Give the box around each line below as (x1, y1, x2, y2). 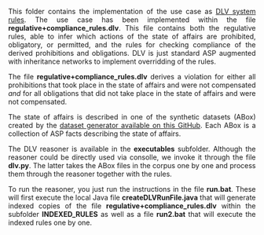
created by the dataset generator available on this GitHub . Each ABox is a (8, 121, 257, 130)
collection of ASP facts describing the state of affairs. (8, 129, 181, 138)
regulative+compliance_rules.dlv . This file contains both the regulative (8, 24, 256, 32)
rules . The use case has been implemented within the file (8, 15, 256, 24)
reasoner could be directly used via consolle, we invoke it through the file (8, 152, 256, 162)
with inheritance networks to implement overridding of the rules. (8, 57, 217, 66)
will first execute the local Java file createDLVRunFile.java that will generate (8, 193, 256, 202)
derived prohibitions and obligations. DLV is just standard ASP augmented (8, 49, 256, 57)
